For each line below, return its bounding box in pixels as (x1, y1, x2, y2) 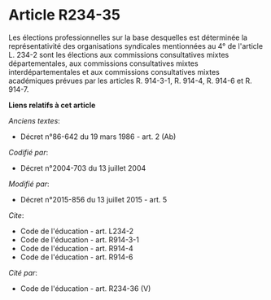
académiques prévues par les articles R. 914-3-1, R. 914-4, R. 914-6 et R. (8, 76, 252, 85)
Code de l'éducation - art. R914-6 (20, 252, 133, 262)
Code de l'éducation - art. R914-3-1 (20, 234, 140, 245)
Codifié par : (8, 147, 49, 157)
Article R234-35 (8, 6, 120, 24)
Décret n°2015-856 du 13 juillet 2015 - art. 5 (20, 194, 168, 204)
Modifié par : (8, 179, 50, 189)
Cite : (8, 210, 24, 220)
